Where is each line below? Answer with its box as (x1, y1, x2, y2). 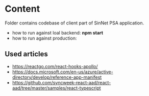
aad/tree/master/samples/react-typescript (12, 85, 101, 91)
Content (5, 3, 40, 15)
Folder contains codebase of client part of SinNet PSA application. (5, 20, 144, 26)
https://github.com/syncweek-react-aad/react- (12, 79, 111, 85)
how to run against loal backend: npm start (12, 29, 103, 36)
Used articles (5, 50, 48, 58)
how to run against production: (12, 35, 77, 41)
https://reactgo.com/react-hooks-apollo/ (12, 63, 98, 69)
